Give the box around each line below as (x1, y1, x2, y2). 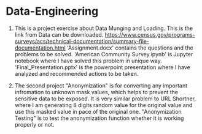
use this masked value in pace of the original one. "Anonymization (14, 108, 182, 115)
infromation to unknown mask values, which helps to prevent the (14, 88, 179, 95)
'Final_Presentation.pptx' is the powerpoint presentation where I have (14, 63, 191, 71)
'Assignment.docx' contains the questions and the (66, 44, 194, 51)
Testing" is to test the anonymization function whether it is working (14, 114, 184, 122)
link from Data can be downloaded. (14, 31, 104, 38)
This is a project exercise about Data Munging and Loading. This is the (14, 24, 193, 32)
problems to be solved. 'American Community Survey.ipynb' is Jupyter (14, 50, 193, 58)
